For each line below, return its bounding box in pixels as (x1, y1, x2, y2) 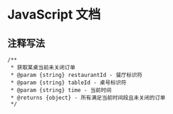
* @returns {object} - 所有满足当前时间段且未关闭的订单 (10, 94, 166, 101)
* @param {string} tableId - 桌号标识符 (10, 79, 127, 86)
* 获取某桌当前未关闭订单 (10, 64, 76, 71)
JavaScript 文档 (7, 6, 101, 23)
